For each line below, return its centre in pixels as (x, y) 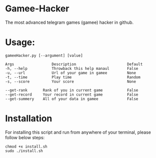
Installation (29, 119)
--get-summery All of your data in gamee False (72, 99)
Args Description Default (74, 64)
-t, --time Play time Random (73, 77)
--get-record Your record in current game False (72, 95)
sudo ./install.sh (24, 151)
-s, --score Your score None (71, 81)
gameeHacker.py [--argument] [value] (44, 55)
